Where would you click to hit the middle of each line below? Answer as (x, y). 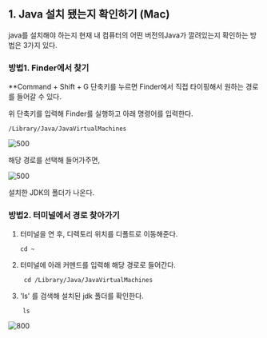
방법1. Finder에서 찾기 (49, 68)
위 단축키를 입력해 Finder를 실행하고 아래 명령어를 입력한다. (101, 113)
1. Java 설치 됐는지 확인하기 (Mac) (89, 14)
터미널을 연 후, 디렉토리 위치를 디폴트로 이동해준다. (99, 234)
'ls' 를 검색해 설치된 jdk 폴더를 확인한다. (82, 296)
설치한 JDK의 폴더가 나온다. (52, 193)
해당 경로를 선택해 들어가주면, (54, 160)
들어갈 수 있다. (39, 97)
